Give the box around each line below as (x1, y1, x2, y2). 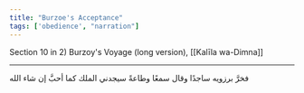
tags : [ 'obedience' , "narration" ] (9, 22, 140, 31)
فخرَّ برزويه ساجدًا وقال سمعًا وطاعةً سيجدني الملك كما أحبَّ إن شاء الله (9, 72, 249, 83)
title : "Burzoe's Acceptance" (9, 13, 124, 23)
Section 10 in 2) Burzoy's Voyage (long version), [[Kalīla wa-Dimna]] (9, 46, 264, 57)
